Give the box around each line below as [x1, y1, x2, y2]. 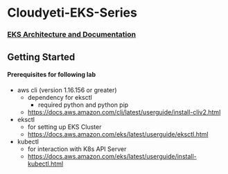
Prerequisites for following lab [7, 71, 96, 79]
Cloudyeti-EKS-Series [7, 5, 137, 21]
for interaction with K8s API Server [27, 144, 127, 153]
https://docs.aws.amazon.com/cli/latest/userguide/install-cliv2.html [27, 107, 221, 116]
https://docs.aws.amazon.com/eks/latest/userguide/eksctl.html [27, 130, 209, 138]
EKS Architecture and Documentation [7, 30, 137, 40]
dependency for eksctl [27, 93, 92, 101]
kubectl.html [27, 159, 64, 168]
